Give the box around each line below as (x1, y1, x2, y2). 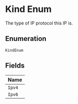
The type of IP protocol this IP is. (5, 20, 73, 26)
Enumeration (5, 34, 47, 43)
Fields (5, 61, 25, 70)
